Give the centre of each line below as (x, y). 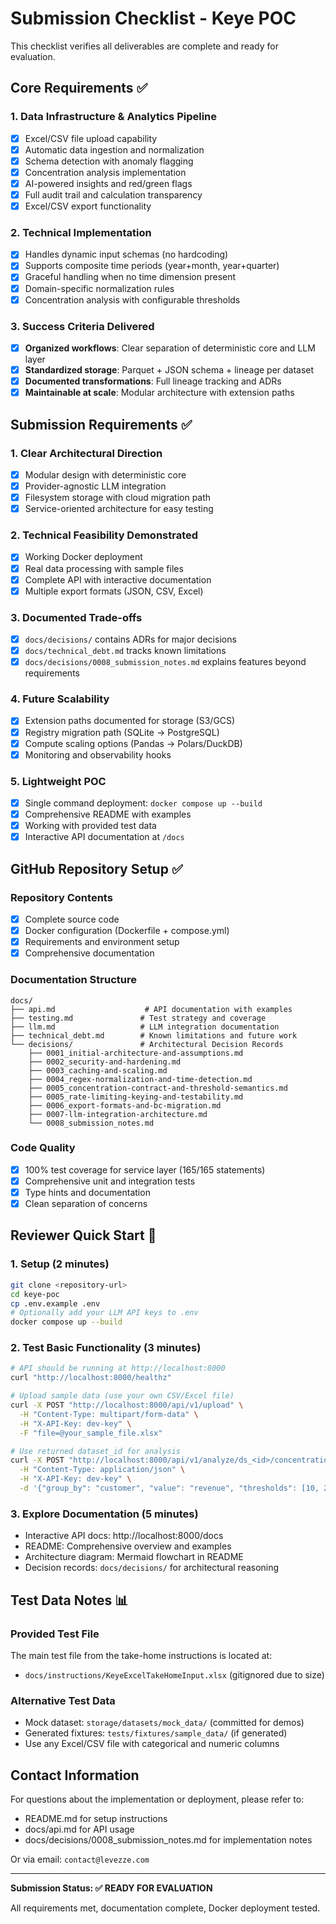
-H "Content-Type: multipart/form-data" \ (109, 1414)
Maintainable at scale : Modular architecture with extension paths (159, 393)
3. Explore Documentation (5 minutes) (104, 1514)
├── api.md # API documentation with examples (151, 1009)
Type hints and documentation (87, 1192)
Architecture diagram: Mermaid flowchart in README (134, 1557)
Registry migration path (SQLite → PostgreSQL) (122, 732)
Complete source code (72, 919)
